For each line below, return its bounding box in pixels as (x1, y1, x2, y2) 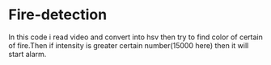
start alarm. (8, 49, 47, 59)
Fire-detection (8, 6, 108, 24)
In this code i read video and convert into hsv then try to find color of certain (8, 32, 263, 42)
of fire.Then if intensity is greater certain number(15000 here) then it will (8, 40, 249, 50)
